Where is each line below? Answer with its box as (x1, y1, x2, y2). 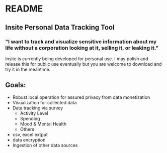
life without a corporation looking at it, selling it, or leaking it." (5, 44, 159, 51)
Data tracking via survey (12, 105, 63, 111)
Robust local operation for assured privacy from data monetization (12, 94, 150, 100)
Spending (20, 115, 40, 121)
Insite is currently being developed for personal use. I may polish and (5, 56, 148, 62)
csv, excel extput (12, 131, 48, 137)
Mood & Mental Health (20, 121, 67, 127)
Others (20, 126, 34, 132)
